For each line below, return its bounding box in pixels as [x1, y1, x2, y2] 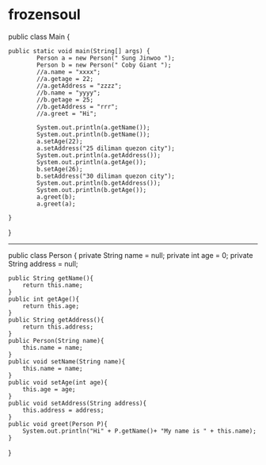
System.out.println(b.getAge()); [36, 186, 147, 194]
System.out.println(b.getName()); [36, 130, 150, 138]
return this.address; [22, 323, 93, 331]
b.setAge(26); [36, 165, 83, 173]
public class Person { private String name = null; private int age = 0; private [8, 250, 253, 259]
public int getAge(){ [8, 295, 80, 303]
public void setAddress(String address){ [8, 399, 147, 407]
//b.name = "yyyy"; [36, 89, 101, 97]
